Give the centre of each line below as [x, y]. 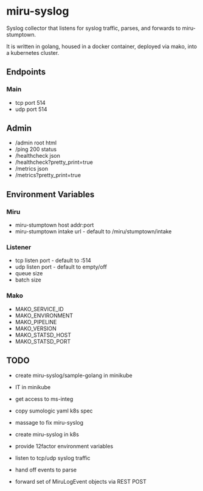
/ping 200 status [36, 149]
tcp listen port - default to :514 [53, 261]
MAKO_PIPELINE [36, 322]
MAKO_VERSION [36, 328]
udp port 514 [31, 109]
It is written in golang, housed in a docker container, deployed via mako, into [102, 46]
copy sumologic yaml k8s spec [54, 411]
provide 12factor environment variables [64, 446]
